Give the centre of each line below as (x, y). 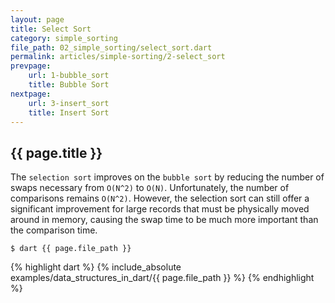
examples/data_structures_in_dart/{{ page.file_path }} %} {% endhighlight (162, 278)
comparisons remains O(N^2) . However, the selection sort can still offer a (160, 198)
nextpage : (31, 94)
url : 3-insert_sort (69, 103)
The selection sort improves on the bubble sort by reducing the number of (167, 177)
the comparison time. (54, 230)
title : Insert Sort (69, 112)
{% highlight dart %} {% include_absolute (96, 267)
